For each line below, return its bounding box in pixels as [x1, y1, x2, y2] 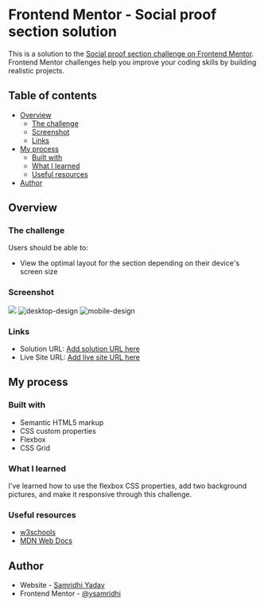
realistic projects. [8, 65, 65, 75]
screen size [19, 267, 58, 277]
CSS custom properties [19, 426, 97, 435]
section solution [8, 22, 118, 41]
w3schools [19, 528, 56, 537]
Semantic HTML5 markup [19, 417, 104, 427]
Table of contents [8, 89, 97, 103]
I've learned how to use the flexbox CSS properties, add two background [8, 481, 247, 491]
